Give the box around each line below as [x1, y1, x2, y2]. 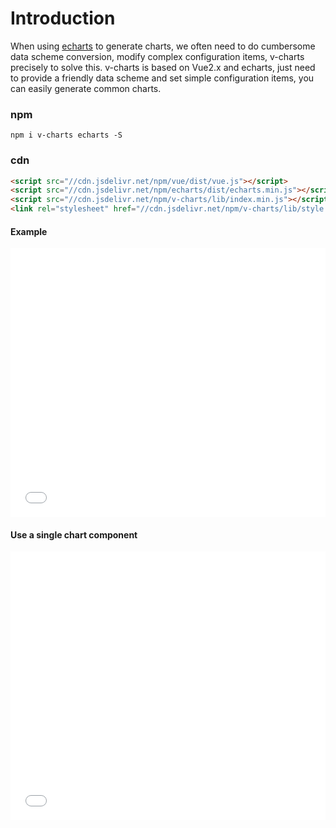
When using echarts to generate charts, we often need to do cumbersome [10, 40, 316, 52]
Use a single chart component [10, 528, 138, 541]
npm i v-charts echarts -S [10, 130, 123, 141]
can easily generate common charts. [10, 82, 162, 94]
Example [10, 225, 48, 237]
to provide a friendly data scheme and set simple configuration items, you [10, 72, 315, 84]
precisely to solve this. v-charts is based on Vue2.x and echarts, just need [10, 61, 316, 73]
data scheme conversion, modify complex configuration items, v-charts [10, 50, 305, 62]
